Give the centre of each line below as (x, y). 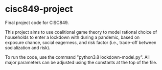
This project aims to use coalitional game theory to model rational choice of (81, 32)
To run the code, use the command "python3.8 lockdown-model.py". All (78, 57)
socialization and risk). (28, 47)
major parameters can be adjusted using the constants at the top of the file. (81, 62)
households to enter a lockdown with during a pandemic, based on (72, 37)
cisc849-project (39, 9)
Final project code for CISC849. (37, 23)
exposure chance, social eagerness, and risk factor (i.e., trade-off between (81, 42)
